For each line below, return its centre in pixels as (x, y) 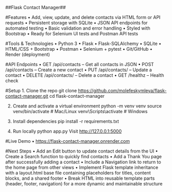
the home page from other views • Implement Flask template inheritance (82, 167)
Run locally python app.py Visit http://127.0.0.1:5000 (67, 131)
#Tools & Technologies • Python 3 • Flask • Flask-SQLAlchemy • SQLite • (83, 44)
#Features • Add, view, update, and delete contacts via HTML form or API (83, 17)
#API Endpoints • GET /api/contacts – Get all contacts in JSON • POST (80, 64)
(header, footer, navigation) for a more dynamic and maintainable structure (84, 184)
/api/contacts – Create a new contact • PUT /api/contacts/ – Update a (79, 70)
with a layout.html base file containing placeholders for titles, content (78, 173)
